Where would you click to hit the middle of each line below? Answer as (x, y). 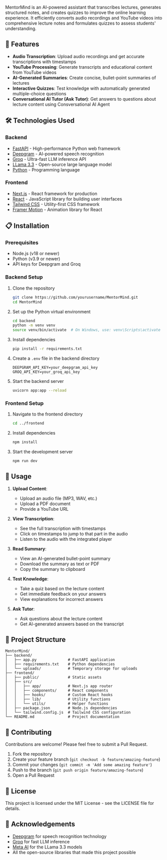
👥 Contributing (28, 732)
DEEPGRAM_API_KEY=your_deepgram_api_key (55, 368)
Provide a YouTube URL (44, 509)
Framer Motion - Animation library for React (57, 209)
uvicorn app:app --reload (39, 390)
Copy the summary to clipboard (52, 569)
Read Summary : (29, 549)
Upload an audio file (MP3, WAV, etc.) (58, 498)
